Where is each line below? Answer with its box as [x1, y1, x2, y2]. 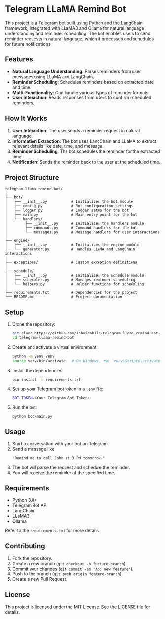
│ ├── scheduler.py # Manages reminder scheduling [5, 277, 135, 283]
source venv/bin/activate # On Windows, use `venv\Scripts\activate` [12, 358, 163, 363]
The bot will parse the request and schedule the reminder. [12, 464, 130, 471]
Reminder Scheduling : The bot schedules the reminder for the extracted [12, 148, 160, 154]
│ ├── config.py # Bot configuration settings [5, 204, 133, 209]
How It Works [5, 114, 48, 123]
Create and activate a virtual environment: [12, 344, 98, 350]
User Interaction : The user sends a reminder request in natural [12, 127, 140, 133]
